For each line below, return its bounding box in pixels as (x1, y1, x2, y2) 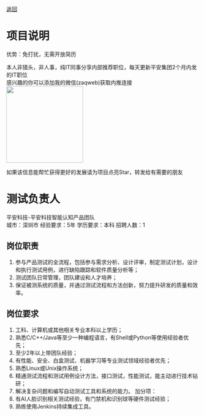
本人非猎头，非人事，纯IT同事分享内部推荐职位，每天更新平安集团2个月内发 (6, 63, 197, 70)
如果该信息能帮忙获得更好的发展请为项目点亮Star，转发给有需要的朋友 (6, 168, 183, 176)
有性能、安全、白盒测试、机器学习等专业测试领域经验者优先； (15, 357, 172, 364)
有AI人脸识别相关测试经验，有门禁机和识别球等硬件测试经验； (15, 395, 172, 403)
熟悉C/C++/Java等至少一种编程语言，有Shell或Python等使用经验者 (15, 333, 184, 341)
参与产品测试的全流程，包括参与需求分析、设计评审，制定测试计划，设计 (15, 258, 198, 265)
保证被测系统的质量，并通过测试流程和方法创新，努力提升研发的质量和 (15, 281, 193, 289)
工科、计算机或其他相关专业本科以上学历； (15, 326, 123, 333)
